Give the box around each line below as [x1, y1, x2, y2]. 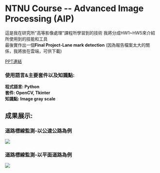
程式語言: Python [5, 84, 40, 90]
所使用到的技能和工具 [5, 36, 48, 42]
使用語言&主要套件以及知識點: [5, 71, 75, 78]
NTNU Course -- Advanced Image [5, 3, 144, 14]
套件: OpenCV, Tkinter [5, 90, 50, 96]
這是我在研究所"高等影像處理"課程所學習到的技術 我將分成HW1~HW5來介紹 [5, 30, 155, 35]
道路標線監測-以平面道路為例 [5, 151, 72, 158]
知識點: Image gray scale [5, 96, 56, 102]
